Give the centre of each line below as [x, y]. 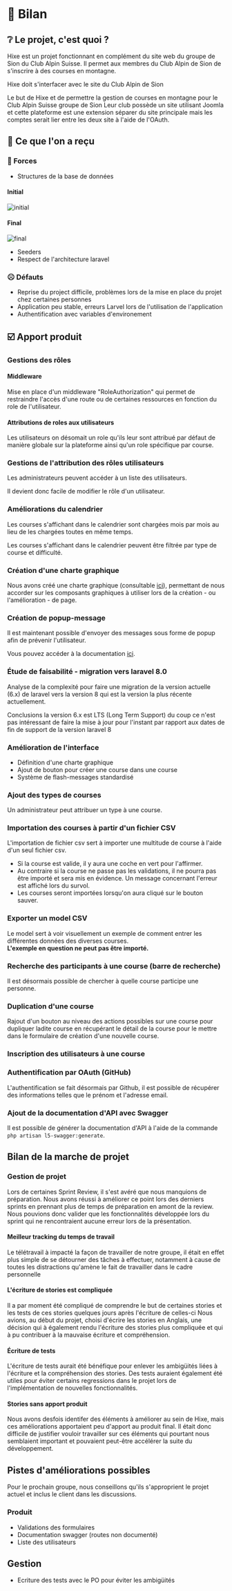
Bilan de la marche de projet [68, 1157]
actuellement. [27, 702]
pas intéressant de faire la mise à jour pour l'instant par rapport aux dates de [116, 722]
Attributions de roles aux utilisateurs [61, 422]
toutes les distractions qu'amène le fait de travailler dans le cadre [100, 1267]
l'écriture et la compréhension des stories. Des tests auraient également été [115, 1373]
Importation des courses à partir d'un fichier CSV [91, 828]
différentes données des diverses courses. [68, 941]
